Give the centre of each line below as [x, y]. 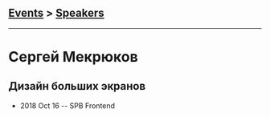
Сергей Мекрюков [73, 57]
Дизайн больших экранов [77, 86]
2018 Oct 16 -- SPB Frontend [67, 105]
